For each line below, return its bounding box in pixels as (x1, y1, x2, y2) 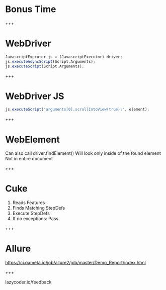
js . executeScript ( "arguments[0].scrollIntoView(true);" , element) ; (5, 107, 150, 112)
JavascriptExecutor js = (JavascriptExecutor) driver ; (5, 54, 123, 59)
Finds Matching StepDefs (12, 205, 65, 211)
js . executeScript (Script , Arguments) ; (5, 64, 85, 69)
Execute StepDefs (12, 210, 50, 217)
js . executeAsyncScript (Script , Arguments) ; (5, 59, 96, 64)
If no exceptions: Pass (12, 216, 59, 222)
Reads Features (12, 200, 45, 206)
